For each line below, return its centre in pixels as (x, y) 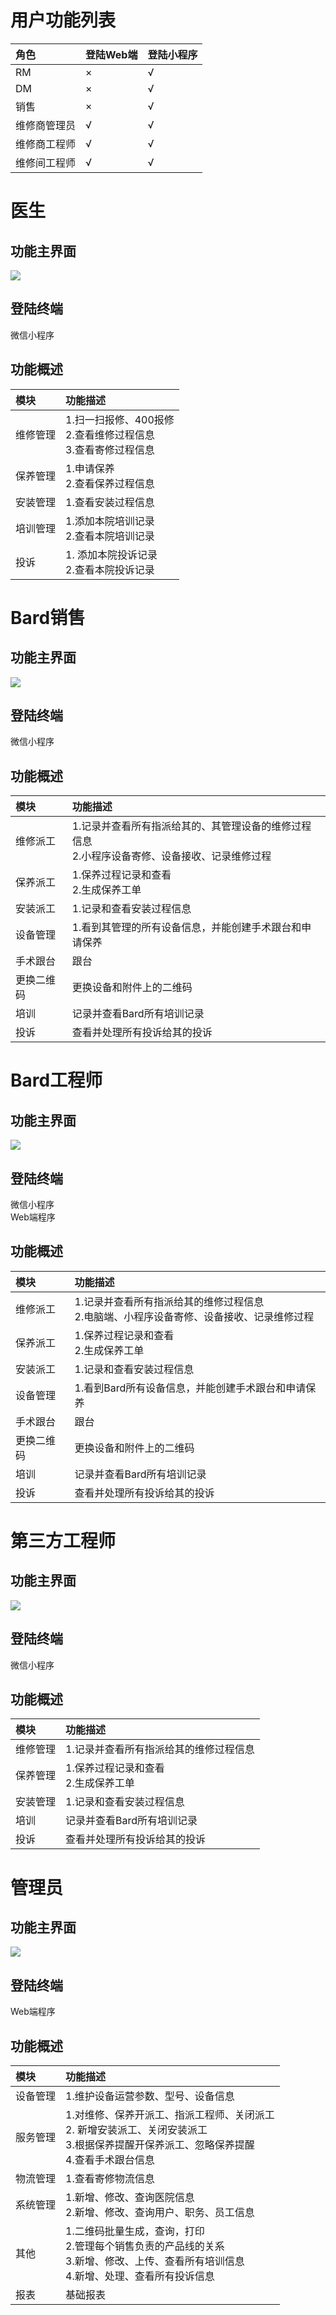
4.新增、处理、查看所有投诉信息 (140, 2276)
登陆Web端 (111, 54)
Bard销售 (48, 617)
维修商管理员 (46, 125)
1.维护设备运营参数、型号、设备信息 (150, 2096)
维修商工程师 (46, 144)
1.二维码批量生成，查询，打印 (135, 2231)
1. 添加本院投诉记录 (111, 554)
